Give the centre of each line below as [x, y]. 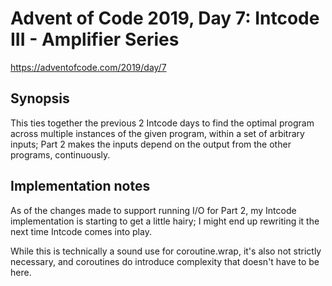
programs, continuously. [60, 154]
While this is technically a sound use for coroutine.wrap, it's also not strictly [166, 251]
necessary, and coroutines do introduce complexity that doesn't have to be [165, 261]
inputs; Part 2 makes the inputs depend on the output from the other [151, 144]
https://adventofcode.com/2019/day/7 [88, 67]
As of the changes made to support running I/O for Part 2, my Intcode [153, 210]
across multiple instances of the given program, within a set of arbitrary [157, 133]
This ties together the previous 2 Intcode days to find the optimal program [162, 123]
